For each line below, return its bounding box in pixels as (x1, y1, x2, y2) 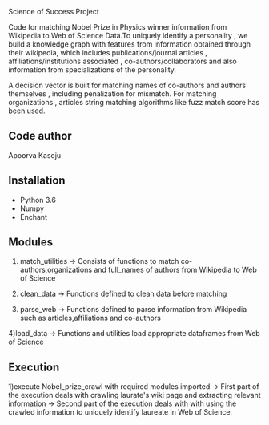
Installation (8, 174, 66, 188)
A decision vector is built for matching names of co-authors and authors (8, 80, 247, 90)
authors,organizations (19, 265, 93, 275)
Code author (8, 129, 72, 143)
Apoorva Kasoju (8, 150, 62, 160)
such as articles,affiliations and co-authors (19, 313, 162, 323)
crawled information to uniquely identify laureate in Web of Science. (8, 407, 233, 417)
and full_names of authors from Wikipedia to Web (93, 265, 258, 275)
